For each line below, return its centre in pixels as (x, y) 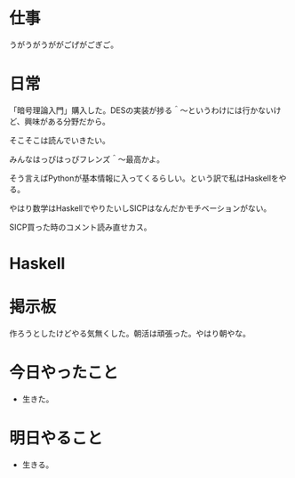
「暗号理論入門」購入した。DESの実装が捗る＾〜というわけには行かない (141, 110)
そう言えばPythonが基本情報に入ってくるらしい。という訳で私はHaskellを (144, 178)
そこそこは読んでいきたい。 (60, 140)
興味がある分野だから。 (68, 121)
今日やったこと (64, 373)
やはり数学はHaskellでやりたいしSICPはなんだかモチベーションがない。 (140, 208)
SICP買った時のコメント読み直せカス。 (80, 227)
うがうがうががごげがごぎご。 (64, 45)
